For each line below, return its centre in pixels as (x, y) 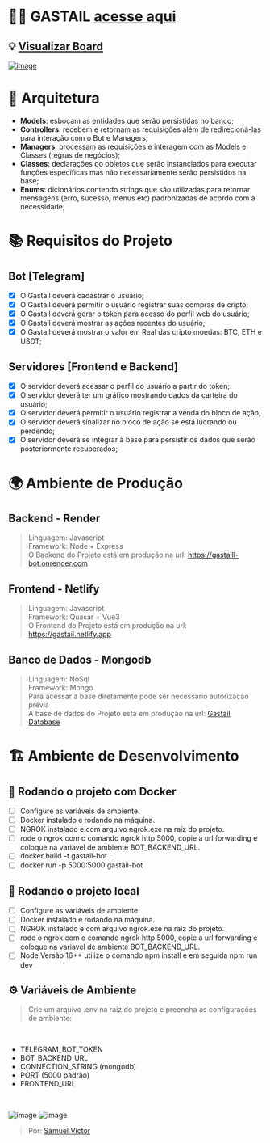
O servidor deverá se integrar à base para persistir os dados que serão (138, 440)
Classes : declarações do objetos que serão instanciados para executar (138, 163)
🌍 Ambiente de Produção (96, 483)
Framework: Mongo (60, 687)
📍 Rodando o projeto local (74, 891)
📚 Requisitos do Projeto (91, 241)
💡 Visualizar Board (56, 46)
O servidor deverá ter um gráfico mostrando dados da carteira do (129, 395)
